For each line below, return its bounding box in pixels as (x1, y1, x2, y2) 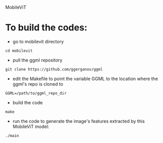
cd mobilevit (5, 48, 33, 53)
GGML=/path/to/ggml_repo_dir (5, 91, 67, 96)
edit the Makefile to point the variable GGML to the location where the (12, 76, 158, 82)
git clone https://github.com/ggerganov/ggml (5, 66, 103, 72)
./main (5, 133, 19, 138)
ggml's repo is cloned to (12, 81, 63, 87)
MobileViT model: (12, 123, 50, 129)
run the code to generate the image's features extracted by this (12, 118, 145, 124)
